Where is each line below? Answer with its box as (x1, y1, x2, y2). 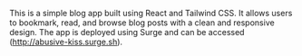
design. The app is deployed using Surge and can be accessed (9, 27, 245, 37)
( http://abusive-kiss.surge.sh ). (9, 36, 123, 47)
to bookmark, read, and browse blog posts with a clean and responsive (9, 17, 275, 28)
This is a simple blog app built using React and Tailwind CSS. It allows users (9, 8, 293, 18)
